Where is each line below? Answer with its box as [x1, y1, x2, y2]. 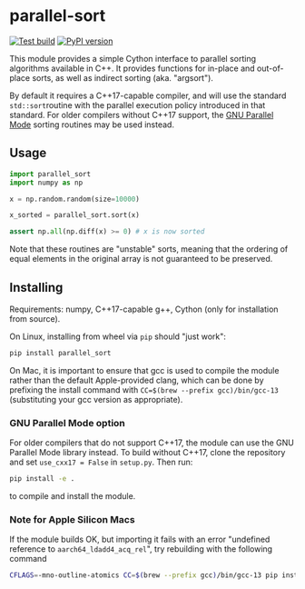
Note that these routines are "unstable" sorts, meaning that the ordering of [9, 244, 289, 255]
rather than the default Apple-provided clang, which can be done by [9, 374, 265, 385]
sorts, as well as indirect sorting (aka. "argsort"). [31, 72, 213, 83]
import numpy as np [9, 178, 84, 187]
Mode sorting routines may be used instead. [9, 119, 175, 130]
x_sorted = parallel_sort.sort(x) [9, 211, 141, 220]
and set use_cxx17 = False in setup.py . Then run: [9, 456, 193, 468]
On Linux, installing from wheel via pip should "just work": [9, 331, 227, 342]
